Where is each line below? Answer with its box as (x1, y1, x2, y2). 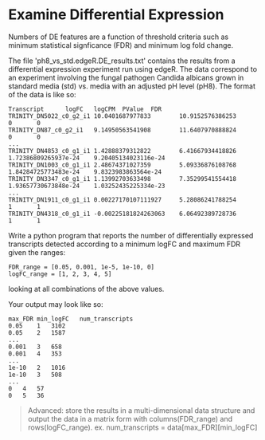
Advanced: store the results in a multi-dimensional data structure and (27, 405, 255, 415)
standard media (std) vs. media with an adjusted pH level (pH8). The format (8, 81, 256, 91)
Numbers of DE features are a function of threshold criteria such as (8, 32, 229, 41)
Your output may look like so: (8, 299, 103, 308)
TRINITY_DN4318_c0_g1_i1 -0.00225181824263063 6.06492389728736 (8, 210, 237, 218)
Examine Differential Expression (8, 6, 224, 24)
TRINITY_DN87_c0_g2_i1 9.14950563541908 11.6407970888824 (8, 126, 237, 134)
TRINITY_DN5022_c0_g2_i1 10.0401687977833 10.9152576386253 (8, 112, 237, 120)
